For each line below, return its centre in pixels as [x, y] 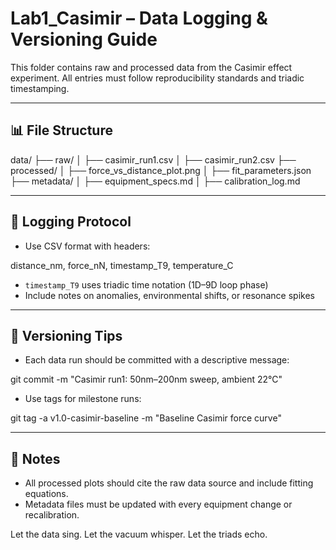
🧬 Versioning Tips [66, 335]
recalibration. [52, 515]
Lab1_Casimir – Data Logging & [139, 18]
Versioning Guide [84, 39]
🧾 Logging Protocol [71, 222]
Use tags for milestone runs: [83, 399]
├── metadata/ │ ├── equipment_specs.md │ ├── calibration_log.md [155, 181]
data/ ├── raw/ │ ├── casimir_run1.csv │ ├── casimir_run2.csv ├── [153, 159]
